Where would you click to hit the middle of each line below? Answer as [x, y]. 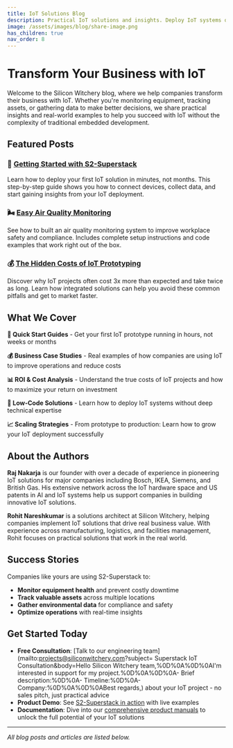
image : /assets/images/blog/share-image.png [72, 26]
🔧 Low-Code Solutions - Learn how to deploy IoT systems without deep [110, 403]
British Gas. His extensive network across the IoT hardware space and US [112, 488]
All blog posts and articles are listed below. [69, 737]
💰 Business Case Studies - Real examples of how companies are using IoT [115, 356]
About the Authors [48, 456]
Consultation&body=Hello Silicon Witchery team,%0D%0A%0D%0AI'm [119, 665]
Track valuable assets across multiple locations [86, 597]
